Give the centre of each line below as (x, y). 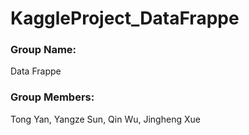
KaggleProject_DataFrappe (125, 18)
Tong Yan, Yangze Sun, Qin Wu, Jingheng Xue (105, 119)
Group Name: (43, 50)
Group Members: (52, 97)
